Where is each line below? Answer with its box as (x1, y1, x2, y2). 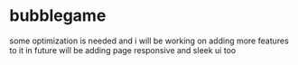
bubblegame (9, 5, 107, 26)
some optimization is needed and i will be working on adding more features (9, 35, 289, 46)
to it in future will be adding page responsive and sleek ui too (9, 44, 237, 55)
